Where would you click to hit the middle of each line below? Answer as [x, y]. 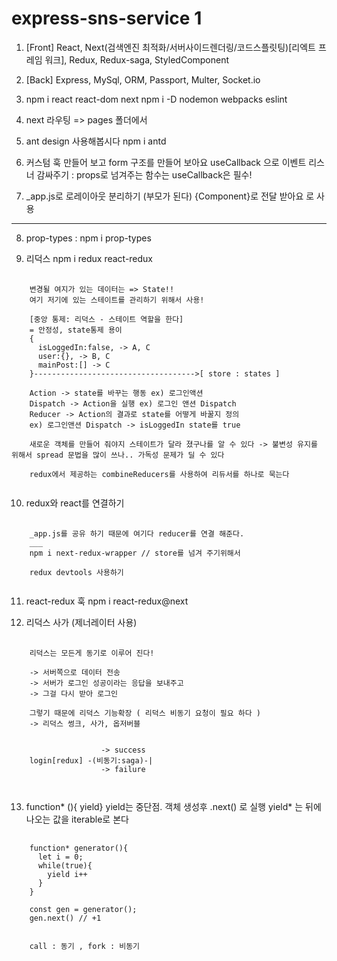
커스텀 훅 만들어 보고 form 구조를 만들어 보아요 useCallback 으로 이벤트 [166, 162]
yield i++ [67, 874]
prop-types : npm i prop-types [88, 238]
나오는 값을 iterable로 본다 [77, 819]
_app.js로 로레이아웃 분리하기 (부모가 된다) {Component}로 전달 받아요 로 [170, 196]
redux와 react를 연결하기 [75, 503]
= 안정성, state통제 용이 [76, 330]
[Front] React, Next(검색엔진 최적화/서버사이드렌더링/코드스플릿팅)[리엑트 [170, 47]
